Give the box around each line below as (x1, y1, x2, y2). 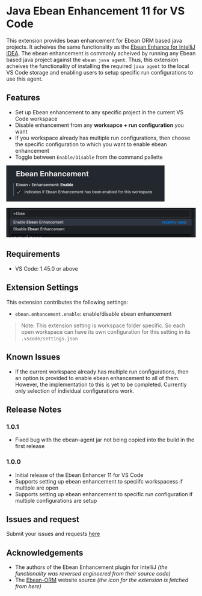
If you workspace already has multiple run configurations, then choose (14, 134, 191, 141)
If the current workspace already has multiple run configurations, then (14, 368, 189, 375)
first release (14, 443, 45, 450)
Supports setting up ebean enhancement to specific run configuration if (14, 490, 193, 497)
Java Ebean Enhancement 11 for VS (6, 4, 185, 18)
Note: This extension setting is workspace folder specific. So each (20, 322, 186, 329)
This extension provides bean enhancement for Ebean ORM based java (6, 37, 182, 44)
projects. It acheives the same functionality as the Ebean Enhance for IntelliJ (6, 43, 195, 51)
